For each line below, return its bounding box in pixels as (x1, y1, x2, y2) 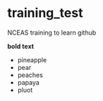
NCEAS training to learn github (7, 28, 97, 37)
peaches (17, 71, 44, 79)
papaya (17, 78, 40, 86)
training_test (7, 5, 83, 21)
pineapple (17, 55, 47, 64)
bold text (7, 42, 34, 50)
